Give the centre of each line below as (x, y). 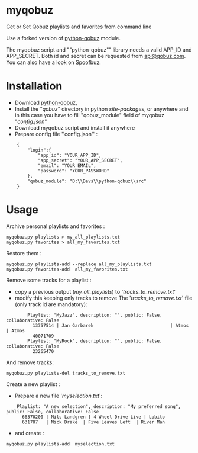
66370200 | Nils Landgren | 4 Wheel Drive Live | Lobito (93, 417)
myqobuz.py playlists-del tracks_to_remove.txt (66, 373)
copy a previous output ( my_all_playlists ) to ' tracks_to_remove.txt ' (95, 291)
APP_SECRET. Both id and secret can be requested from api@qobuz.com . (96, 56)
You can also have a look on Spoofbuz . (54, 62)
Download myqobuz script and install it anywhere (75, 127)
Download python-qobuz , (46, 102)
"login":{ (39, 150)
